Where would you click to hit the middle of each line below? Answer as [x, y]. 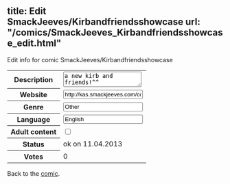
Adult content [34, 132]
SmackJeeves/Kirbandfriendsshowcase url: [104, 22]
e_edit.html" [34, 43]
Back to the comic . [34, 174]
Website [34, 95]
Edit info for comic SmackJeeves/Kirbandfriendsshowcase [90, 60]
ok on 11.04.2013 [93, 144]
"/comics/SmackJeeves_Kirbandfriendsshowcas [115, 32]
